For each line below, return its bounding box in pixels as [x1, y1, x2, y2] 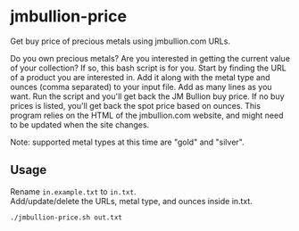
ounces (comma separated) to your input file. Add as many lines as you [10, 81, 272, 92]
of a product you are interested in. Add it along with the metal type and [10, 71, 270, 82]
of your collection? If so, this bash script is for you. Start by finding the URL [10, 62, 287, 73]
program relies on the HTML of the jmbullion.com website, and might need [10, 110, 284, 120]
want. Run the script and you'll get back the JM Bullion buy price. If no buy [10, 91, 285, 102]
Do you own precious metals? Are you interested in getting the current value [10, 53, 291, 63]
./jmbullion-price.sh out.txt [10, 212, 123, 222]
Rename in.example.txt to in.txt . [10, 186, 137, 197]
